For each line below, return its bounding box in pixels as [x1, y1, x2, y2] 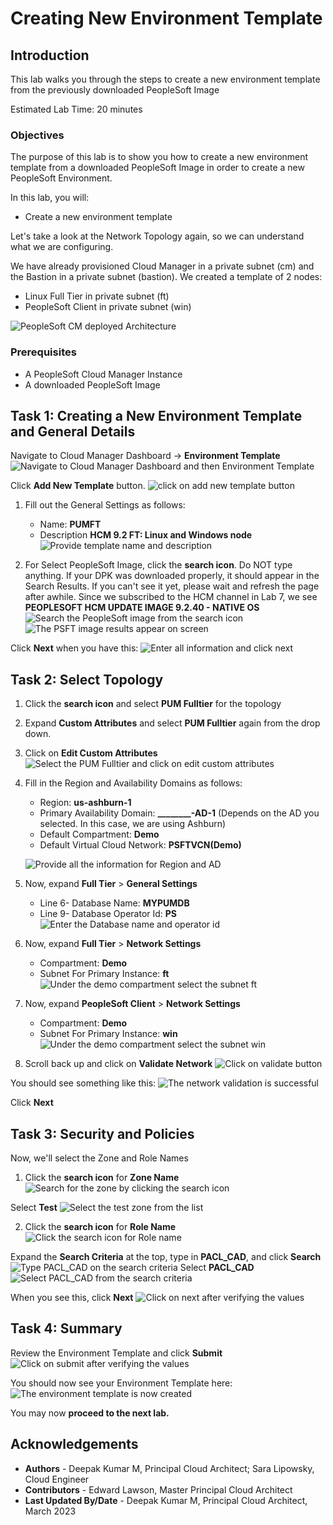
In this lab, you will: [10, 192, 90, 204]
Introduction [10, 47, 90, 64]
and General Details [10, 423, 136, 440]
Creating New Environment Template [10, 7, 323, 30]
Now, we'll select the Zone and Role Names [10, 1152, 189, 1164]
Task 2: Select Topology [10, 671, 164, 688]
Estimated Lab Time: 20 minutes [10, 103, 143, 115]
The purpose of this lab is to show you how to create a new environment [10, 151, 309, 163]
